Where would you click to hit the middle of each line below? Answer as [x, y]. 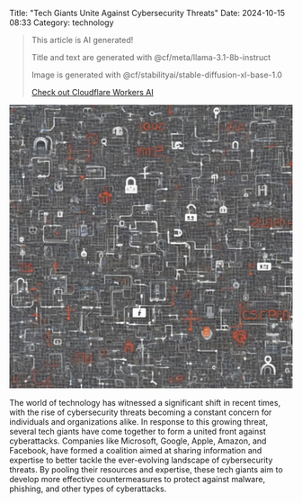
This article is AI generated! [82, 40]
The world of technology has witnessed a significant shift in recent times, [145, 403]
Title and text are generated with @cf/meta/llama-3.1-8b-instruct [151, 57]
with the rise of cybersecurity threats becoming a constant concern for [141, 412]
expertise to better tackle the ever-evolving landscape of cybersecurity [141, 460]
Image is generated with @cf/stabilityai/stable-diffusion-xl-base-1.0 [157, 75]
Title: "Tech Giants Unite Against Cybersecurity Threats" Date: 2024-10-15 [147, 13]
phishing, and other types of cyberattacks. [88, 489]
